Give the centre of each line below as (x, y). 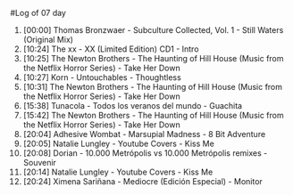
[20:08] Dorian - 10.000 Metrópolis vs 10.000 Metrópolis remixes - (145, 153)
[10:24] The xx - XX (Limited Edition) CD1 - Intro (111, 49)
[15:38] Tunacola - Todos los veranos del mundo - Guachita (133, 106)
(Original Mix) (48, 40)
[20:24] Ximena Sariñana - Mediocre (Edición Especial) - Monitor (142, 181)
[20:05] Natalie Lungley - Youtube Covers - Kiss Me (119, 143)
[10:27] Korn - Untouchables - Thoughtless (102, 77)
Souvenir (40, 162)
